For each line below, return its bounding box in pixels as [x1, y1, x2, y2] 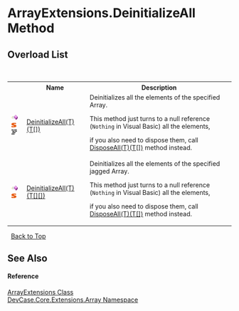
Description [141, 83, 177, 92]
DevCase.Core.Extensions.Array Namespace [7, 295, 139, 304]
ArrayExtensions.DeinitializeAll [7, 5, 196, 21]
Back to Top [10, 231, 46, 240]
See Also [7, 252, 48, 264]
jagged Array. [90, 167, 129, 175]
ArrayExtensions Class [7, 288, 74, 297]
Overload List [7, 48, 68, 60]
